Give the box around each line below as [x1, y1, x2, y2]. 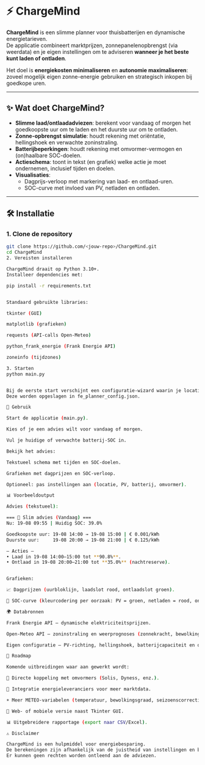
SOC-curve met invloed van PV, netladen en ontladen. [24, 184, 160, 191]
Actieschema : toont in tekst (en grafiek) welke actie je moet [15, 158, 167, 165]
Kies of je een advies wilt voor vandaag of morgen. [6, 426, 143, 432]
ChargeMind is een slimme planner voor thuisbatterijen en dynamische [6, 28, 185, 36]
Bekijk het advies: [6, 448, 56, 454]
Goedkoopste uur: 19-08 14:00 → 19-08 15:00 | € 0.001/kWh [6, 531, 160, 538]
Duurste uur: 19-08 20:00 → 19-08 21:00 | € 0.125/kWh [6, 537, 160, 543]
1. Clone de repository [6, 230, 73, 238]
